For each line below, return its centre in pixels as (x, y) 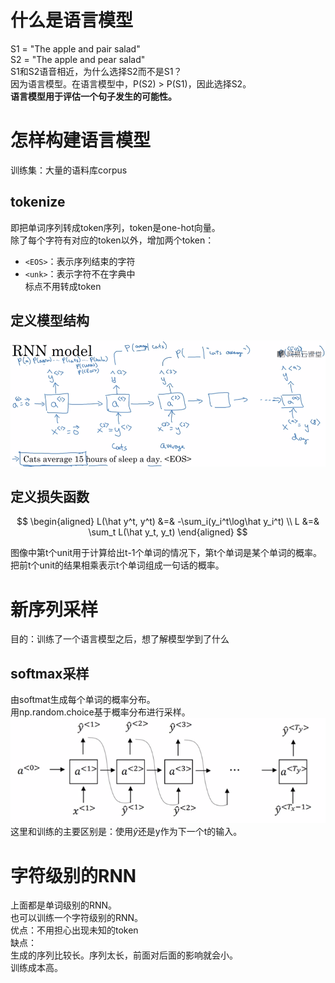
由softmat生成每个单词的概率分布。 (83, 700)
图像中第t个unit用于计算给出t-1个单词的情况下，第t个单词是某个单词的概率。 (166, 553)
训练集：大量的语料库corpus (69, 170)
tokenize (38, 202)
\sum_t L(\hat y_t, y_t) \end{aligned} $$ (168, 532)
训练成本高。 (36, 968)
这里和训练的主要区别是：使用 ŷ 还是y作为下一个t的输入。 (126, 832)
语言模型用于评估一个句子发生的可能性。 (93, 96)
